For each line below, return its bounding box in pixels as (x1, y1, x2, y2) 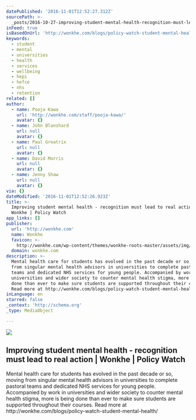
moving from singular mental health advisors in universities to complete (6, 376, 178, 383)
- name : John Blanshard (11, 123, 69, 129)
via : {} (6, 188, 25, 194)
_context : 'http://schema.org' (6, 302, 82, 308)
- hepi (11, 74, 27, 80)
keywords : (6, 36, 30, 42)
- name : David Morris (11, 156, 64, 161)
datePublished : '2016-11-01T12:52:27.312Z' (6, 8, 114, 15)
